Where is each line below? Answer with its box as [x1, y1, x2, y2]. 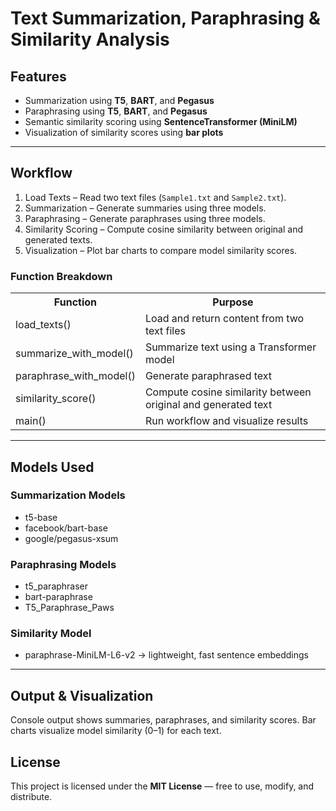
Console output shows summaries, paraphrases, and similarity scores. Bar [10, 714, 317, 726]
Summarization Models [10, 488, 126, 502]
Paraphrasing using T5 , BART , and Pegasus [24, 105, 208, 117]
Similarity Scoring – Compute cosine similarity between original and [24, 223, 303, 235]
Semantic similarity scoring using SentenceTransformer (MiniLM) [24, 116, 298, 127]
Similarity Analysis [10, 28, 170, 51]
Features [10, 68, 67, 85]
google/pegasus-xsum [24, 532, 119, 544]
